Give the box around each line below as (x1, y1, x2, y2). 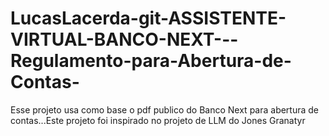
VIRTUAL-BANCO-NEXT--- (10, 28, 239, 51)
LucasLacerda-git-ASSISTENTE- (10, 7, 287, 30)
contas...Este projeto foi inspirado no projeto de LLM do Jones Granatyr (10, 114, 306, 126)
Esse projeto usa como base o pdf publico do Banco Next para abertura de (10, 103, 320, 116)
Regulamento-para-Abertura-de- (10, 50, 292, 72)
